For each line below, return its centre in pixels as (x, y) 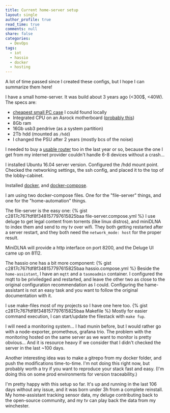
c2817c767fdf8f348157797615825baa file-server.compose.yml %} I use (80, 216)
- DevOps (19, 43)
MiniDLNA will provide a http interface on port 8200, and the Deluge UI (79, 248)
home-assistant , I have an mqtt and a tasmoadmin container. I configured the (84, 274)
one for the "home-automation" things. (46, 201)
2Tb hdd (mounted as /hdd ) (41, 134)
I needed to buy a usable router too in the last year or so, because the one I (84, 149)
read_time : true (22, 24)
